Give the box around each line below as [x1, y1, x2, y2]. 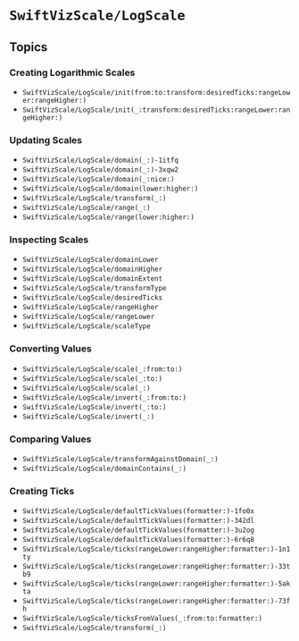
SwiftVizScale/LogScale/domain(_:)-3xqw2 [21, 165, 179, 174]
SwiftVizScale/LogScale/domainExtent [21, 274, 163, 283]
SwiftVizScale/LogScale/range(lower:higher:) [21, 213, 195, 222]
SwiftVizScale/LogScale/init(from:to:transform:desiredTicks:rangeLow [21, 88, 291, 97]
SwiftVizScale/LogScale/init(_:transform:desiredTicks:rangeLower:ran [21, 105, 291, 114]
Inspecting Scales [9, 233, 89, 246]
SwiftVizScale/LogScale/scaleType [21, 322, 151, 331]
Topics [9, 39, 48, 55]
